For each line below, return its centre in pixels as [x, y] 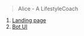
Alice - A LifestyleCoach [48, 9]
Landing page [29, 20]
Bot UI [20, 27]
